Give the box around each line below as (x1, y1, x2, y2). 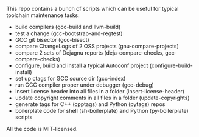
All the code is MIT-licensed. (6, 125, 78, 132)
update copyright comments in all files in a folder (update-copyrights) (15, 94, 190, 101)
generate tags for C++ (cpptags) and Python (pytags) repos (15, 101, 166, 108)
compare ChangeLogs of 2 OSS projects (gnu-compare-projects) (15, 42, 180, 50)
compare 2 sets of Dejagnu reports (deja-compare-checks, (15, 49, 164, 56)
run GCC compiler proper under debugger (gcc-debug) (15, 81, 154, 89)
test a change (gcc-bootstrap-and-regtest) (15, 30, 123, 37)
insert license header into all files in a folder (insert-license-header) (15, 88, 184, 95)
